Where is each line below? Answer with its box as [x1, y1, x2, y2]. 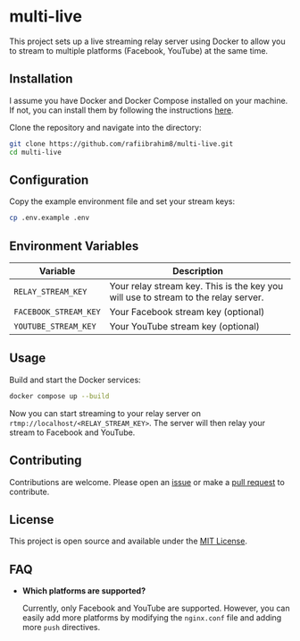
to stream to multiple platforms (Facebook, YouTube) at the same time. [9, 45, 269, 56]
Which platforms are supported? [21, 585, 146, 596]
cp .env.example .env [9, 213, 90, 223]
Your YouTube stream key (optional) [109, 320, 261, 332]
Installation [9, 72, 73, 87]
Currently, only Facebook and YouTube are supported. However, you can [21, 603, 290, 614]
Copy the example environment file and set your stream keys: [9, 196, 235, 207]
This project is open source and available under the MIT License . [9, 535, 248, 547]
